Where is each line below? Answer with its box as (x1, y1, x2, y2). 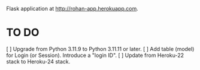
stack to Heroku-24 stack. (6, 58, 71, 65)
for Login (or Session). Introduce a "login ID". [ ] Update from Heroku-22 (6, 52, 184, 59)
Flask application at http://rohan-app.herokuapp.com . (6, 5, 139, 12)
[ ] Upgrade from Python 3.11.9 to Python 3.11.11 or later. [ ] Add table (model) (6, 45, 195, 52)
